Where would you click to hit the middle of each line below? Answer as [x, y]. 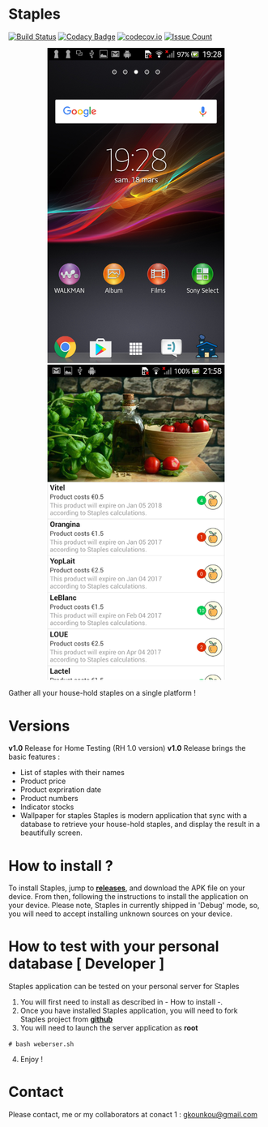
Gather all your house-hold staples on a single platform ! [102, 693]
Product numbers [49, 799]
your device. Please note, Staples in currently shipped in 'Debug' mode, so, [134, 906]
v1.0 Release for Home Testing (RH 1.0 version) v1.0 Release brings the [127, 748]
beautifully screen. [51, 833]
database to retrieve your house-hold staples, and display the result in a [140, 825]
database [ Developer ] [86, 964]
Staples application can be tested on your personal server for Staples [124, 987]
